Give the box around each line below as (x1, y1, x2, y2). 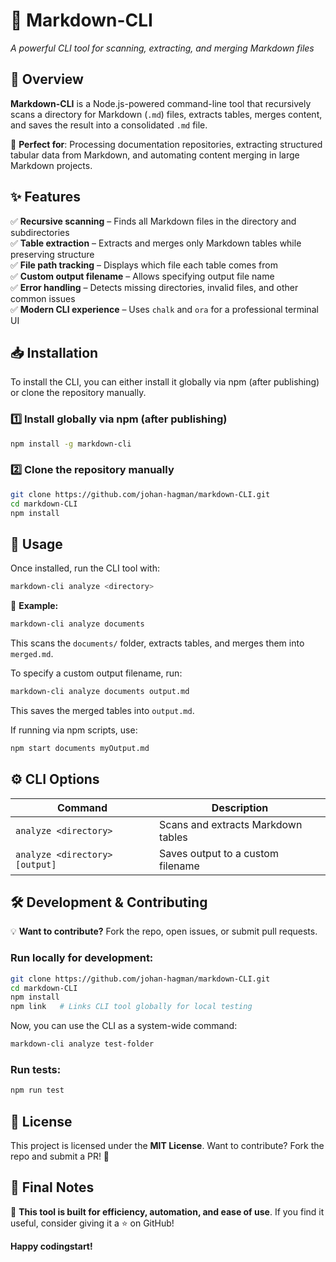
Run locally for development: (10, 951, 154, 965)
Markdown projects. (10, 159, 93, 171)
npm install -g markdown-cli (10, 439, 132, 449)
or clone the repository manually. (10, 387, 147, 399)
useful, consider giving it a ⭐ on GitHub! (10, 1217, 175, 1229)
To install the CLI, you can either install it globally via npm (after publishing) (10, 376, 320, 388)
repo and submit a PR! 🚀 (10, 1150, 110, 1163)
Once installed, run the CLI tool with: (10, 562, 160, 574)
